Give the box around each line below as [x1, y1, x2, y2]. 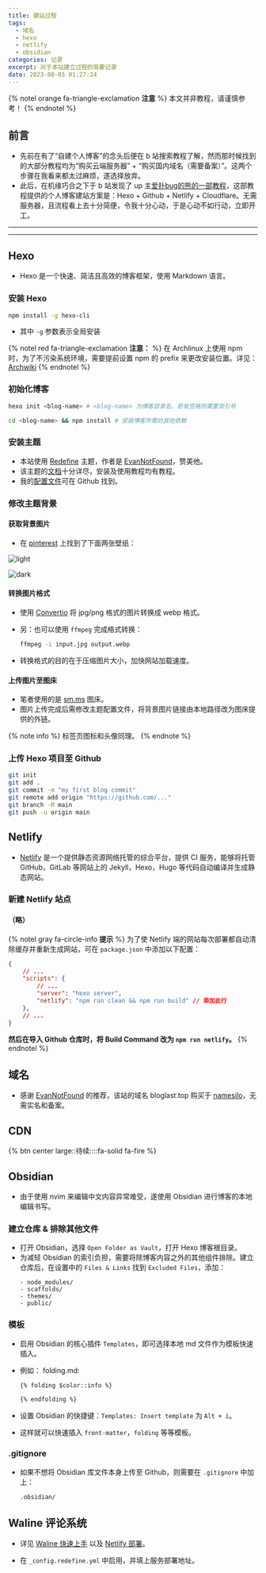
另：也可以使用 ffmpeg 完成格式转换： [19, 624, 142, 635]
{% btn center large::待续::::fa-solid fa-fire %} [8, 1146, 157, 1156]
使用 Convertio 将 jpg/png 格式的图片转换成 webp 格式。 [19, 608, 204, 617]
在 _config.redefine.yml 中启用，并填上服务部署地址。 [19, 1556, 199, 1565]
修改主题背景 [8, 497, 58, 508]
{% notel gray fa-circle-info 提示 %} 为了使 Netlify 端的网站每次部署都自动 [8, 934, 249, 944]
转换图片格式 [8, 589, 50, 598]
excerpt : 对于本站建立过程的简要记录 [8, 63, 117, 71]
